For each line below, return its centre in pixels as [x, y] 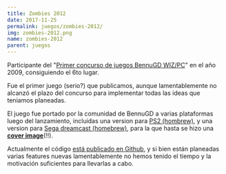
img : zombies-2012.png [40, 33]
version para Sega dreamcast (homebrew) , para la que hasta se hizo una [110, 128]
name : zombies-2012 [35, 39]
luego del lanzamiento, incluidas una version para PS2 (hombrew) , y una [110, 121]
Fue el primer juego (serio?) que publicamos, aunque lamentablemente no [112, 86]
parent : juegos [29, 45]
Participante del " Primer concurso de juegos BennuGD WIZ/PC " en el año [111, 65]
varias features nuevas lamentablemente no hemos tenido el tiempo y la [109, 156]
